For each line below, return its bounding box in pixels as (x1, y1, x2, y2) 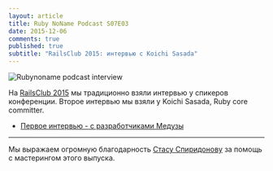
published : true (8, 42, 63, 50)
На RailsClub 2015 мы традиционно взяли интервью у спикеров (8, 88, 229, 98)
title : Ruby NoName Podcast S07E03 (8, 20, 129, 28)
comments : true (8, 34, 60, 43)
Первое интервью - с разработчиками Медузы (19, 121, 184, 130)
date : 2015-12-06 (8, 27, 67, 35)
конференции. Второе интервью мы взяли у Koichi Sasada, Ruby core (8, 97, 248, 106)
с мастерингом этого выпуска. (8, 153, 115, 163)
